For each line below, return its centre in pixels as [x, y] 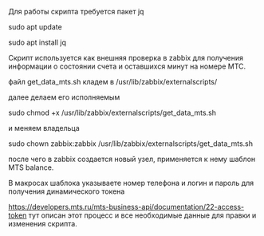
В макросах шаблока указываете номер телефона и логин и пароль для [131, 183]
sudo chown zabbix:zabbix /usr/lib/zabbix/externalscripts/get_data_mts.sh [131, 144]
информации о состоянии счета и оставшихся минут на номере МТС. [127, 66]
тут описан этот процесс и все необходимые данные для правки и [142, 215]
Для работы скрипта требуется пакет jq [76, 12]
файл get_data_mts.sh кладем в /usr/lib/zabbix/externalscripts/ [113, 82]
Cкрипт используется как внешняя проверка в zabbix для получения [126, 58]
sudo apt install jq [37, 42]
